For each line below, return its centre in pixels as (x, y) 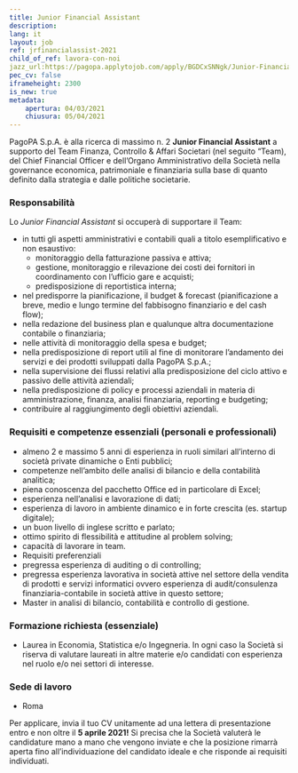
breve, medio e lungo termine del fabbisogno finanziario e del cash (145, 305)
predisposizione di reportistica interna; (106, 286)
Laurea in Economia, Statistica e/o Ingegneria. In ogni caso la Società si (153, 645)
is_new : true (33, 92)
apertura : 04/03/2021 (65, 108)
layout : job (31, 42)
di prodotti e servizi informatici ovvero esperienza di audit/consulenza (149, 584)
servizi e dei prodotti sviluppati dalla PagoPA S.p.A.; (116, 362)
